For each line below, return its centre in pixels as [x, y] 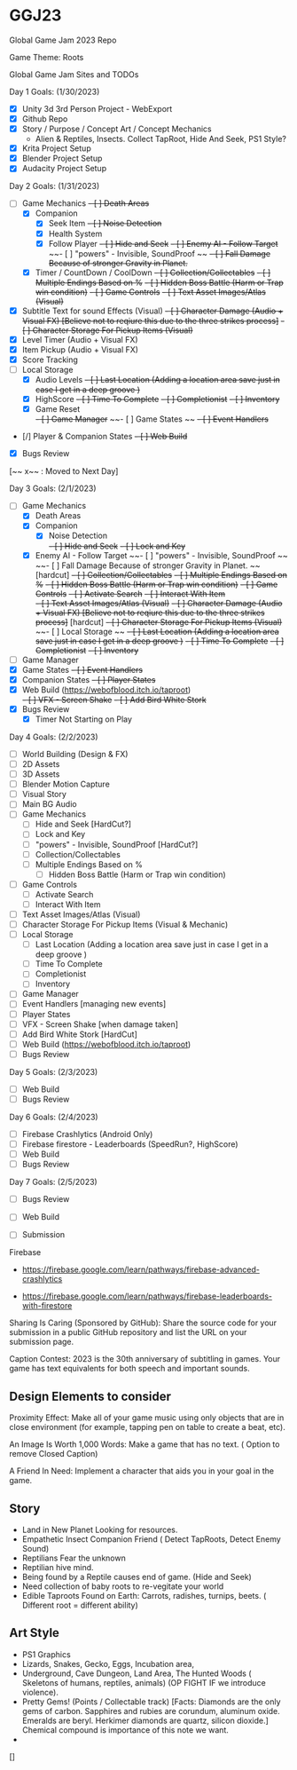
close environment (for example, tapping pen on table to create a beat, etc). [148, 1427]
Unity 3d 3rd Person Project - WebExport [97, 108]
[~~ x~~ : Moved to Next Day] [64, 471]
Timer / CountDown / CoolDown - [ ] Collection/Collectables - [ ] [153, 273]
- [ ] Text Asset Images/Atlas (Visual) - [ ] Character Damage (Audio [159, 603]
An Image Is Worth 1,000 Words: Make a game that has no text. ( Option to [145, 1444]
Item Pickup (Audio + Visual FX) [80, 349]
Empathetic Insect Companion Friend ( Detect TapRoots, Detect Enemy [151, 1539]
